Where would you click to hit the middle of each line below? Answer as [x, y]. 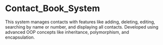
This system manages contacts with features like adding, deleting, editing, [80, 22]
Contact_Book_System [53, 8]
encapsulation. [20, 37]
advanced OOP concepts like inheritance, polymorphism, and [67, 32]
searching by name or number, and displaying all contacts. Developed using [82, 27]
